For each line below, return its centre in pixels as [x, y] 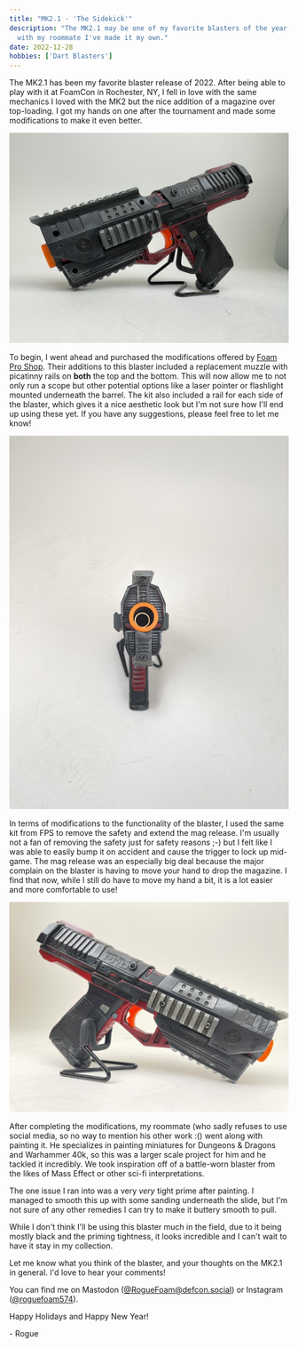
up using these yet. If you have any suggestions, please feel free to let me [144, 414]
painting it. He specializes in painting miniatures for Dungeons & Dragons [143, 1145]
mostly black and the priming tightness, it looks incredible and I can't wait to [148, 1237]
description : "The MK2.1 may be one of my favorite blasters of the [138, 28]
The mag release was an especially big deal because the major [149, 862]
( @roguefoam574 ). [44, 1299]
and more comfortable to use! [63, 890]
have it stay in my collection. [61, 1246]
